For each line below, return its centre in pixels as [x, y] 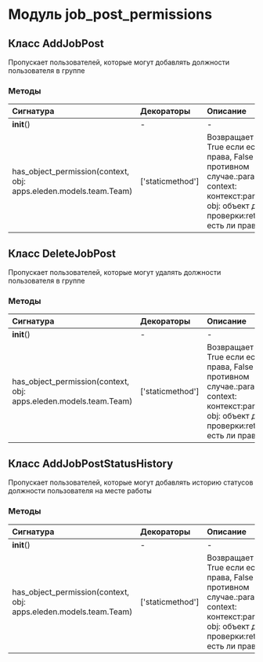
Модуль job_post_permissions [110, 15]
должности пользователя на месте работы [80, 491]
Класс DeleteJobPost [62, 253]
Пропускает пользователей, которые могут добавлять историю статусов [131, 483]
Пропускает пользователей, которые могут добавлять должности [119, 62]
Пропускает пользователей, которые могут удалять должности [115, 272]
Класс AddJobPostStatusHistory [91, 464]
